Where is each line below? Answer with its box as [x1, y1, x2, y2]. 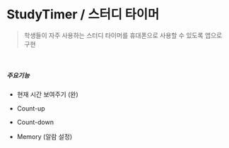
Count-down [16, 118, 54, 126]
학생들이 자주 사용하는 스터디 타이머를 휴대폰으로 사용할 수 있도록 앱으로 [23, 31, 223, 39]
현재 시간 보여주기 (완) [16, 90, 78, 99]
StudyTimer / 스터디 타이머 [6, 6, 160, 23]
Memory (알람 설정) [16, 132, 73, 141]
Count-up [16, 104, 45, 113]
